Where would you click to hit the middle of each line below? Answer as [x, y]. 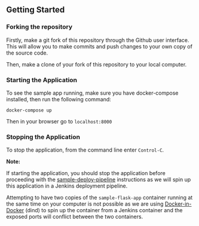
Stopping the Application [43, 137]
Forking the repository [39, 27]
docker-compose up [29, 110]
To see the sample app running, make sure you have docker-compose [92, 93]
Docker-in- [178, 204]
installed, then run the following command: [59, 99]
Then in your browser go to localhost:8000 [59, 121]
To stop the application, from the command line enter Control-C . [85, 150]
